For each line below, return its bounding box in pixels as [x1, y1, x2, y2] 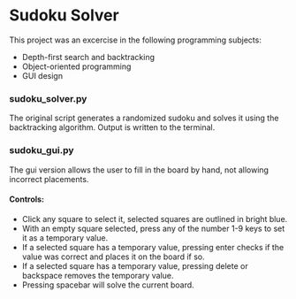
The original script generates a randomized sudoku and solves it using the [9, 112, 279, 124]
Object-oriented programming [21, 61, 132, 72]
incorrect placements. [9, 173, 89, 184]
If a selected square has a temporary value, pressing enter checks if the [21, 241, 285, 252]
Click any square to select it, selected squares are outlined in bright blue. [21, 213, 288, 224]
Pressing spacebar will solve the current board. [21, 280, 194, 290]
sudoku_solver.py [9, 92, 87, 104]
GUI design [21, 70, 64, 80]
